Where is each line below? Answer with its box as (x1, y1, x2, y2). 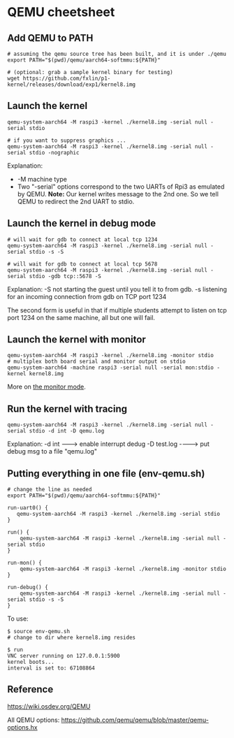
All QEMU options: (7, 716, 60, 724)
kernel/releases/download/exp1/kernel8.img (7, 81, 136, 88)
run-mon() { (7, 560, 42, 567)
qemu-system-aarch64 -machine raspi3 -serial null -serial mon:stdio (7, 364, 214, 371)
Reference (7, 683, 54, 695)
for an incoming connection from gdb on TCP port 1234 (7, 292, 167, 301)
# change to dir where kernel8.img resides (7, 634, 136, 642)
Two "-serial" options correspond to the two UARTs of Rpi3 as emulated (17, 182, 225, 191)
